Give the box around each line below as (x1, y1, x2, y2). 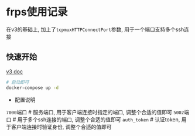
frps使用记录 (6, 5, 69, 19)
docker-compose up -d (6, 84, 59, 91)
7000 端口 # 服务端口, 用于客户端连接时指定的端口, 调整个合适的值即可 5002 (6, 108, 184, 115)
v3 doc (6, 68, 23, 75)
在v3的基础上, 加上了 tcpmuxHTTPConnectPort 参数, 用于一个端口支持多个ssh (6, 26, 184, 33)
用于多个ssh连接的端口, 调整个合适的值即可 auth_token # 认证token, (17, 115, 180, 123)
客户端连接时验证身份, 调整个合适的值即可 (11, 123, 112, 130)
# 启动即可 (6, 79, 29, 85)
